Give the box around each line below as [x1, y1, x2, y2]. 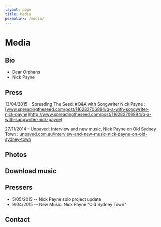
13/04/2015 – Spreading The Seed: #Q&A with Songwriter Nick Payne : [5, 101, 146, 107]
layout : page [5, 7, 31, 12]
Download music [5, 167, 57, 175]
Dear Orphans [12, 69, 40, 75]
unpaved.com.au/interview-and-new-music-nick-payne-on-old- [19, 131, 147, 137]
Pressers [5, 183, 33, 192]
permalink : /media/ [5, 16, 44, 21]
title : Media [5, 12, 31, 16]
